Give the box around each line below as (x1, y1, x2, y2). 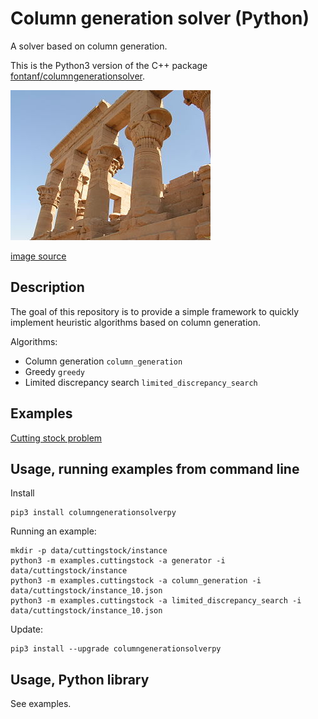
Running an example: (10, 525, 97, 537)
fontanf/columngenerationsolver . (10, 70, 146, 82)
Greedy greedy (24, 365, 86, 377)
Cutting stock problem (10, 432, 103, 444)
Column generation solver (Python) (10, 7, 310, 30)
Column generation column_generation (24, 355, 183, 367)
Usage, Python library (10, 671, 150, 688)
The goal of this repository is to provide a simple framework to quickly (10, 305, 300, 317)
